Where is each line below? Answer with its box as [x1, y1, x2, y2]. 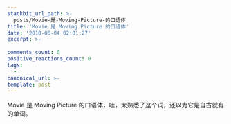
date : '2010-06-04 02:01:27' [7, 29, 91, 37]
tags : [7, 62, 23, 69]
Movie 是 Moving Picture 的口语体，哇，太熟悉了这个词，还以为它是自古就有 [7, 101, 225, 109]
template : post [7, 81, 51, 88]
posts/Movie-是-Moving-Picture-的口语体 [13, 17, 127, 24]
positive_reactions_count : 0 [7, 55, 91, 62]
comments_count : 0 [7, 49, 60, 56]
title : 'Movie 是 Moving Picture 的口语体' [7, 23, 129, 30]
